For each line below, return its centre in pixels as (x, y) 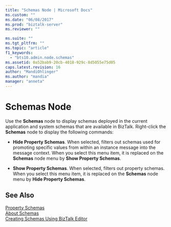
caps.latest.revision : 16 (33, 67)
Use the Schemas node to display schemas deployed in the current (76, 121)
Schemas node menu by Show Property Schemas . (67, 158)
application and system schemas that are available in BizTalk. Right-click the (86, 126)
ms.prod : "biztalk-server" (34, 24)
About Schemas (22, 213)
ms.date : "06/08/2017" (29, 20)
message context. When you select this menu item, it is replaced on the (88, 153)
